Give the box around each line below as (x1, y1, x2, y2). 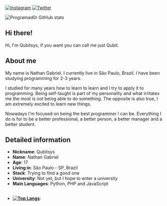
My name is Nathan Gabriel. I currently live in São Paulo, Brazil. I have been (5, 70, 160, 76)
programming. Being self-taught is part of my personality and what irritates (5, 90, 160, 96)
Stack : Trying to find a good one (12, 170, 80, 176)
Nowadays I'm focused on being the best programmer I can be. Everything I (5, 110, 161, 116)
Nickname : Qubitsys (12, 149, 55, 155)
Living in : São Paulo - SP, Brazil (12, 165, 78, 171)
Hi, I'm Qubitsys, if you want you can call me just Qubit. (5, 42, 119, 48)
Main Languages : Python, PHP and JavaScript (12, 180, 108, 187)
